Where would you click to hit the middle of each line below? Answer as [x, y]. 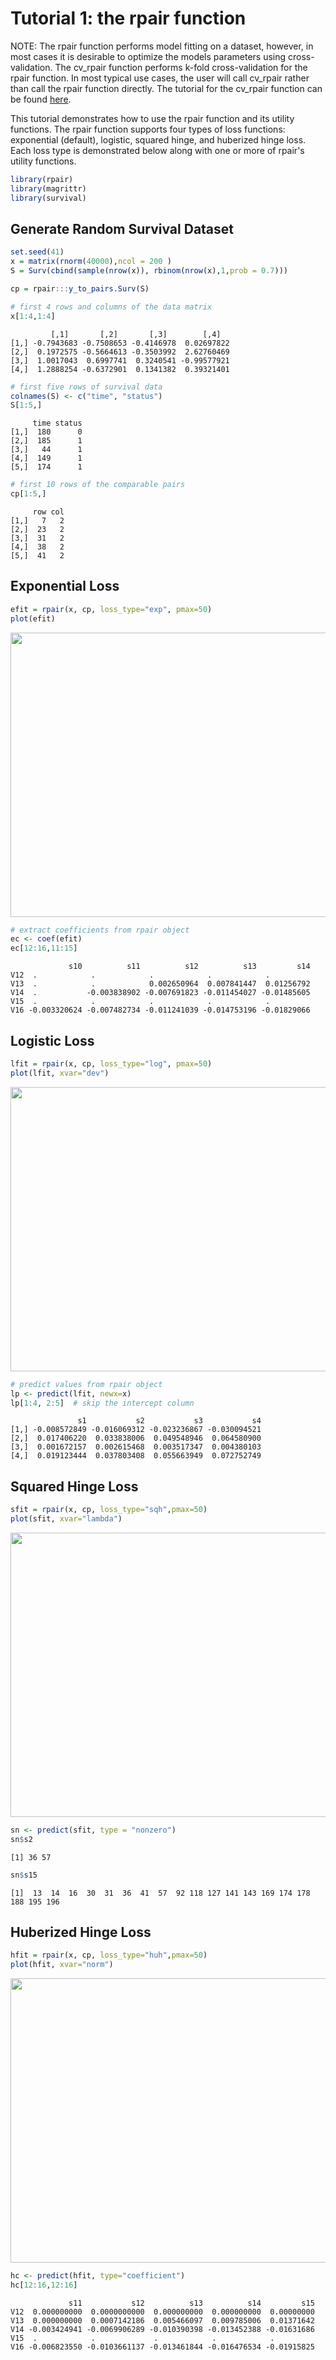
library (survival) [48, 198]
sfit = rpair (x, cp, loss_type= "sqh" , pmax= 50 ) [109, 1510]
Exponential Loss [65, 586]
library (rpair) [42, 179]
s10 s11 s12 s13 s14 [189, 967]
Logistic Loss [52, 1040]
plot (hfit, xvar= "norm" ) [62, 1965]
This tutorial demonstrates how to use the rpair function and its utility [152, 118]
